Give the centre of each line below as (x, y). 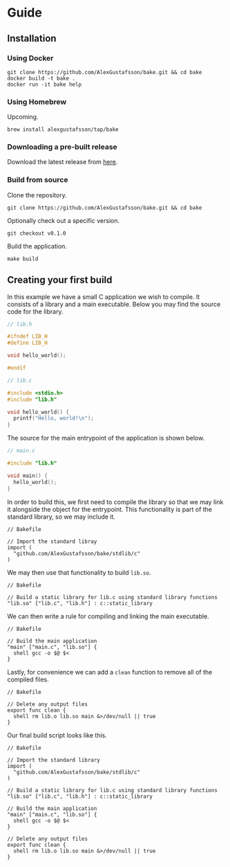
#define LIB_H (28, 343)
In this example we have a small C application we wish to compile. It (104, 296)
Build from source (38, 180)
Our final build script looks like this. (57, 735)
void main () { (28, 476)
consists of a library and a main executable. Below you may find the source (114, 304)
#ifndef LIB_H (28, 337)
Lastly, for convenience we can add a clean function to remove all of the (110, 672)
